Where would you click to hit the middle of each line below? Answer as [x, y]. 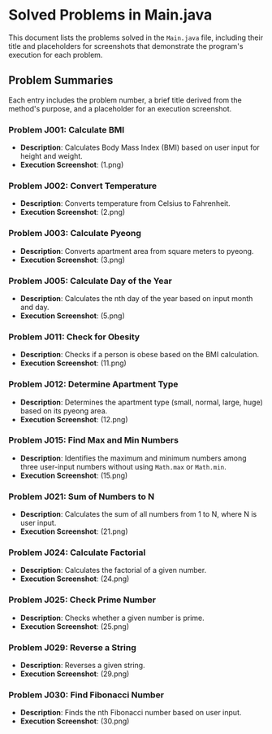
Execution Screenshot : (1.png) [72, 165]
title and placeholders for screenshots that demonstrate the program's [126, 46]
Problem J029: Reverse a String [72, 647]
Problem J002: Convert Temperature [83, 186]
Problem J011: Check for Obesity [74, 337]
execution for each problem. [56, 55]
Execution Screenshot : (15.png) [74, 475]
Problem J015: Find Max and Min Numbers [93, 440]
